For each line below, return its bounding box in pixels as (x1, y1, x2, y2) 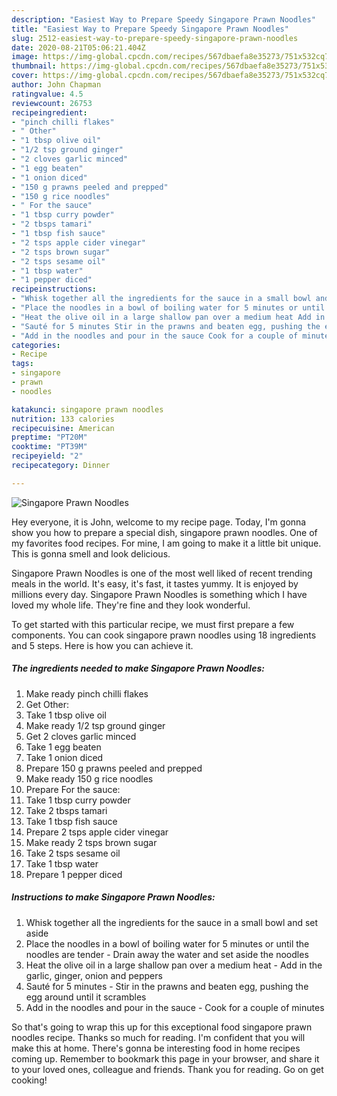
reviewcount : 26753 (11, 98, 93, 108)
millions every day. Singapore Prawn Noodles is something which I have (11, 588, 308, 600)
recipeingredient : (11, 107, 88, 118)
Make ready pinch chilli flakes (25, 687, 149, 700)
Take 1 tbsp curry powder (25, 794, 131, 806)
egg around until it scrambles (25, 991, 147, 1003)
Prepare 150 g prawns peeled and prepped (25, 762, 203, 774)
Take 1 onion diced (25, 751, 104, 763)
